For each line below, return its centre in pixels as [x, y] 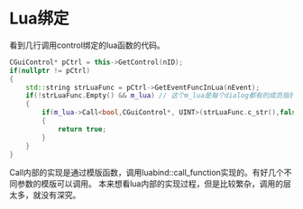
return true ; [82, 129]
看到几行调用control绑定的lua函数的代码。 [87, 45]
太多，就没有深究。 [45, 195]
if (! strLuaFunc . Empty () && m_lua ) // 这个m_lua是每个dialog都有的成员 [154, 95]
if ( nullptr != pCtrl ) [50, 70]
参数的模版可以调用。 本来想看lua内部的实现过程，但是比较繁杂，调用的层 [154, 184]
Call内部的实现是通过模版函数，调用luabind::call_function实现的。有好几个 [147, 173]
